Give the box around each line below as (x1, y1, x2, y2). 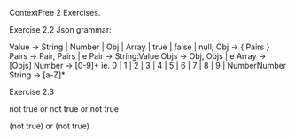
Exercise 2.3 (9, 87, 55, 97)
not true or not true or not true (9, 104, 120, 113)
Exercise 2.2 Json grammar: (9, 25, 113, 34)
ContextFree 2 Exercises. (9, 8, 101, 18)
